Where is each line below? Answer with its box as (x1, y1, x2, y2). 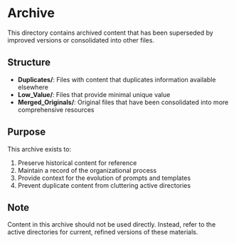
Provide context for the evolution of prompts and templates (17, 174, 191, 182)
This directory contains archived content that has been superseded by (7, 28, 213, 37)
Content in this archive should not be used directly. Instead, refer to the (7, 220, 216, 229)
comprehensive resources (17, 105, 95, 114)
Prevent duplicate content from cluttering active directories (17, 181, 191, 189)
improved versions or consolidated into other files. (7, 35, 155, 44)
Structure (7, 57, 51, 69)
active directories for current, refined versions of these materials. (7, 228, 198, 237)
